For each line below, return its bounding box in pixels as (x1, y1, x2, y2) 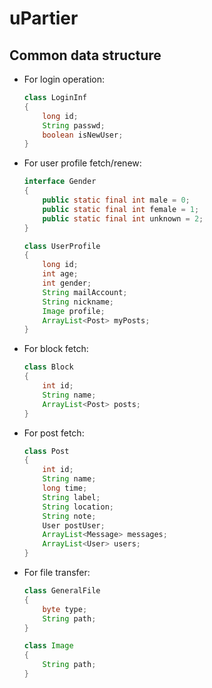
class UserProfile (23, 241, 101, 251)
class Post (23, 446, 70, 456)
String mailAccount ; (42, 287, 128, 297)
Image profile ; (42, 306, 106, 316)
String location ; (42, 502, 114, 512)
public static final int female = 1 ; (42, 204, 200, 214)
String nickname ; (42, 297, 114, 307)
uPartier (9, 7, 79, 30)
